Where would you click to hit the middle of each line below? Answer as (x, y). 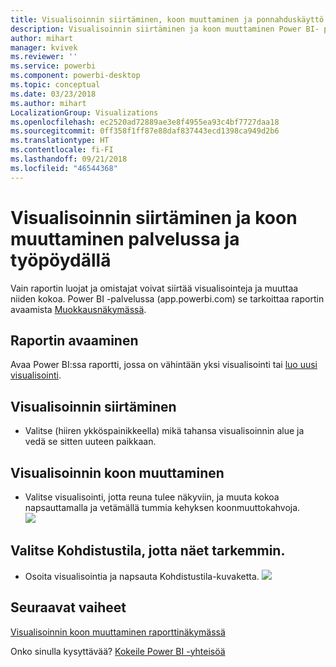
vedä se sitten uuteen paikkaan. (90, 442)
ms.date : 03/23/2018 (53, 94)
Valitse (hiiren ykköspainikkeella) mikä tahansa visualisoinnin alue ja (164, 431)
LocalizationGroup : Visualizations (84, 112)
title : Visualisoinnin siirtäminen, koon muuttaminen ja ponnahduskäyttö (167, 19)
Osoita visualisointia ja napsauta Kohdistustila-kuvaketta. (142, 576)
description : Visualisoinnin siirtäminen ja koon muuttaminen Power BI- (165, 29)
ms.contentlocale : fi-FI (62, 150)
